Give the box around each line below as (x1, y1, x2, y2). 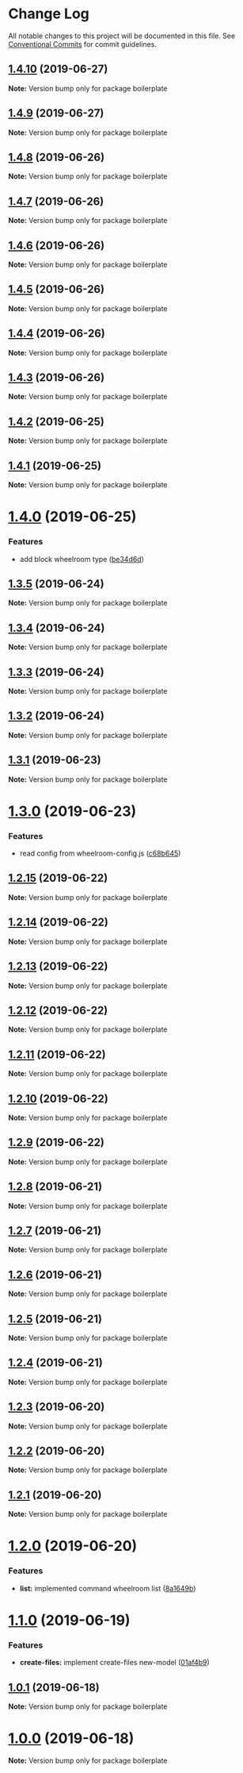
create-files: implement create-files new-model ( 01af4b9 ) (19, 1658, 210, 1667)
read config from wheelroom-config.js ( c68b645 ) (19, 848, 181, 858)
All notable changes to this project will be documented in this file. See (8, 31, 236, 40)
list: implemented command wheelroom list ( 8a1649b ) (19, 1583, 196, 1593)
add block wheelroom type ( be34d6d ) (19, 554, 145, 563)
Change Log (8, 5, 89, 23)
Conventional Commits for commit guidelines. (8, 39, 157, 48)
